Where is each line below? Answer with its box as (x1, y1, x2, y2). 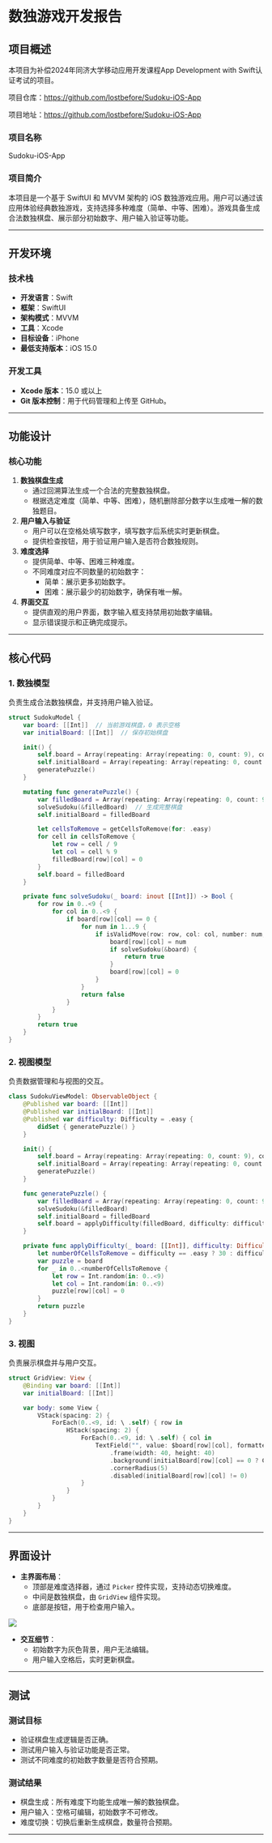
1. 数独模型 (8, 678, 50, 689)
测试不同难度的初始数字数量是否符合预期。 (19, 1755, 163, 1765)
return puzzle (37, 1302, 85, 1311)
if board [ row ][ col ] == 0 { (66, 915, 158, 924)
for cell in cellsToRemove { (37, 832, 136, 841)
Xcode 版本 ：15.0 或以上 (19, 386, 103, 396)
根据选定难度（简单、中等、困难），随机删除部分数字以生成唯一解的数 (32, 496, 263, 506)
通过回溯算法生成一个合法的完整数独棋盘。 (32, 485, 175, 495)
